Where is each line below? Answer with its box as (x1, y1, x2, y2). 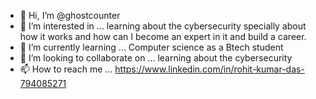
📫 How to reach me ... (19, 63, 113, 75)
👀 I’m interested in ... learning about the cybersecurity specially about (19, 20, 307, 32)
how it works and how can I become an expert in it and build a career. (19, 31, 307, 42)
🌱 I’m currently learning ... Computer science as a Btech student (19, 41, 284, 53)
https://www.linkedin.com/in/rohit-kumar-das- (114, 63, 305, 75)
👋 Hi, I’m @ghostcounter (19, 10, 121, 21)
